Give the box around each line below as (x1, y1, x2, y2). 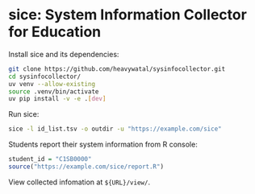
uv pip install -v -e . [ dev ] (8, 95, 107, 103)
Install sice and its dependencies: (8, 49, 119, 59)
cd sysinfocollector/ (8, 72, 82, 80)
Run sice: (8, 109, 40, 119)
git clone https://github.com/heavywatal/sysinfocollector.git (8, 64, 226, 73)
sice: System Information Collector (8, 6, 248, 24)
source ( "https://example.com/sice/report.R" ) (8, 163, 164, 171)
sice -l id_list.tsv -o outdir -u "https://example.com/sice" (8, 125, 222, 134)
